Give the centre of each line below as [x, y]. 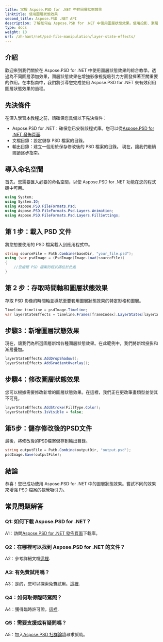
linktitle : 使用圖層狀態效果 [32, 14]
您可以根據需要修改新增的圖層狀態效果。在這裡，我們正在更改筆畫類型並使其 [81, 392]
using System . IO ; [23, 202]
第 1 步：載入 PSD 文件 [38, 232]
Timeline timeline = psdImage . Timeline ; [47, 310]
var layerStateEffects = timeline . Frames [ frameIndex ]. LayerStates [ [75, 314]
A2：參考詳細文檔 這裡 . [28, 558]
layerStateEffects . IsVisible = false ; [44, 412]
